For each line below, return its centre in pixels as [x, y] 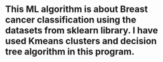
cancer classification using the [71, 20]
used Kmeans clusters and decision [81, 41]
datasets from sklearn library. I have [82, 30]
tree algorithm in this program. [70, 52]
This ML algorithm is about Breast [77, 9]
